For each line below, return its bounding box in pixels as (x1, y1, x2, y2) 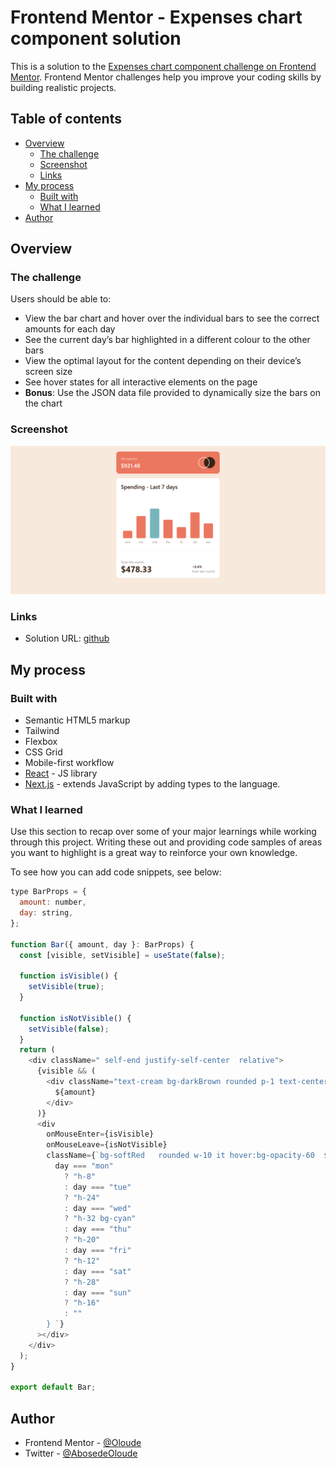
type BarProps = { (10, 887, 87, 897)
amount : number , (19, 897, 87, 908)
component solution (10, 27, 182, 50)
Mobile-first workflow (24, 756, 115, 768)
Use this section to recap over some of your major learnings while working (10, 826, 317, 838)
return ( (19, 1045, 56, 1055)
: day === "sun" (63, 1287, 132, 1298)
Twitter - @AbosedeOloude (24, 1447, 138, 1460)
